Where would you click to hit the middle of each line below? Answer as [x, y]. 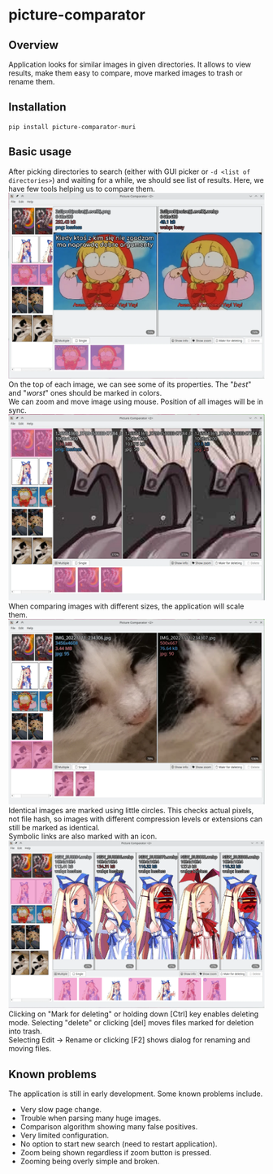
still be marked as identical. [54, 828]
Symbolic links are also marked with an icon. [83, 836]
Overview [34, 45]
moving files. [30, 1049]
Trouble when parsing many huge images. [91, 1118]
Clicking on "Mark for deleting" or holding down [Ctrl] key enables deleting [134, 1014]
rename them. [32, 82]
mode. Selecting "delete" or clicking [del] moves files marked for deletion [131, 1023]
